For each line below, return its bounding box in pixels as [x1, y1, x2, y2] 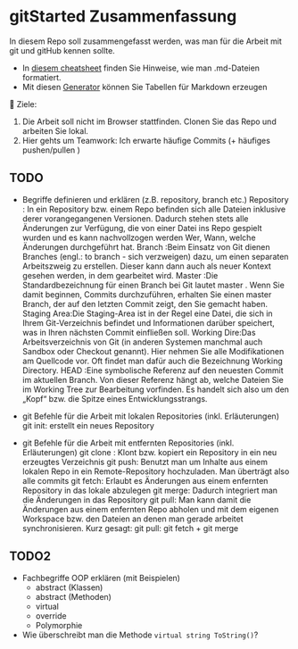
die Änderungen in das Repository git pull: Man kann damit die [21, 494, 252, 505]
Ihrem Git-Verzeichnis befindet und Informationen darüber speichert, [21, 317, 275, 328]
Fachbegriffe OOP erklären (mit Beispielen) [21, 572, 181, 583]
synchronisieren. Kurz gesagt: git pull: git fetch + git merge [21, 522, 239, 533]
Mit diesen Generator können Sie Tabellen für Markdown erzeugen [21, 81, 268, 92]
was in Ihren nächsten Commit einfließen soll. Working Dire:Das [21, 327, 256, 337]
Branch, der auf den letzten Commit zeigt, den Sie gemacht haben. [21, 298, 268, 309]
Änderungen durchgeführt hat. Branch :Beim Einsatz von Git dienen [21, 241, 270, 252]
